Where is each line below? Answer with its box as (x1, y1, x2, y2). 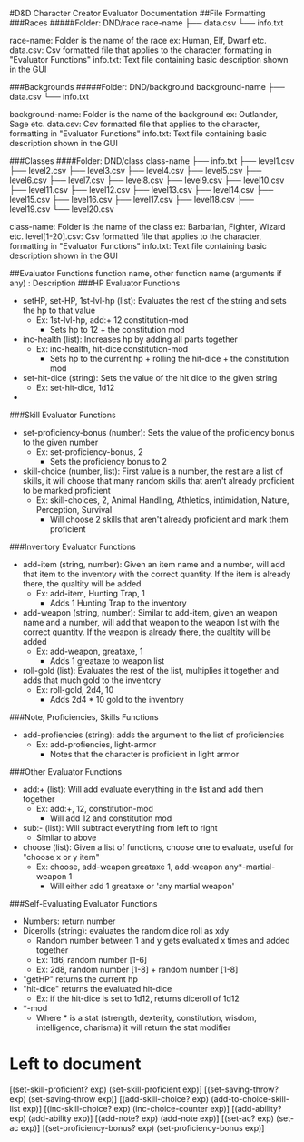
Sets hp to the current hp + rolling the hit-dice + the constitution (49, 354, 289, 364)
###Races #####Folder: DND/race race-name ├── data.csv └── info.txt (9, 17, 284, 28)
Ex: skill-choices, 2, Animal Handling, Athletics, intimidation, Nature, (35, 495, 289, 506)
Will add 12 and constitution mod (49, 813, 172, 824)
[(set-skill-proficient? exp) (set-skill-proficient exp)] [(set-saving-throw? (9, 1084, 279, 1095)
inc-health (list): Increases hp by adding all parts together (22, 334, 239, 345)
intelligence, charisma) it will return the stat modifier (35, 1022, 231, 1033)
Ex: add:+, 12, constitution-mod (35, 804, 154, 814)
